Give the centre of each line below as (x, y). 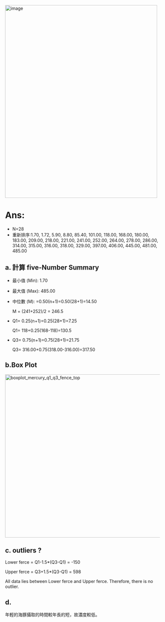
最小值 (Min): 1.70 (30, 280)
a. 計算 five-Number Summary (52, 268)
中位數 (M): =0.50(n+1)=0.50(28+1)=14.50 (55, 301)
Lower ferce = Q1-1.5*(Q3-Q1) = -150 (43, 562)
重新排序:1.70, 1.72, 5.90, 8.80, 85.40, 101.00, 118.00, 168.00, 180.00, (81, 234)
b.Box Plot (21, 365)
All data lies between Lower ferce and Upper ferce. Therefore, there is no (79, 582)
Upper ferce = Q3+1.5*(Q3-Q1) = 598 (43, 572)
